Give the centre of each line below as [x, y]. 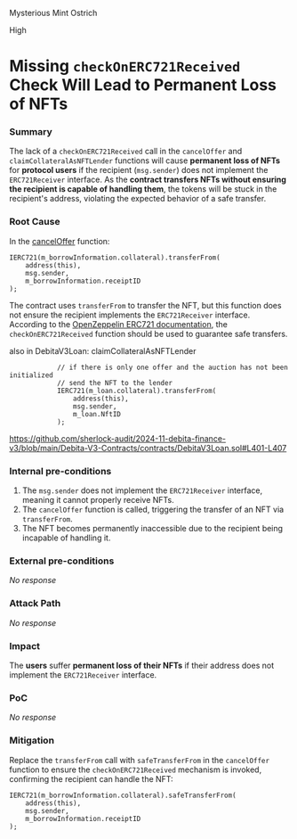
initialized [31, 375]
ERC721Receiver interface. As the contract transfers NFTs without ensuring [148, 180]
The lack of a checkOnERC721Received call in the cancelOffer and [126, 152]
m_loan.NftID [97, 414]
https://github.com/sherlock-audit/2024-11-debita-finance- [118, 438]
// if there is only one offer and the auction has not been [173, 367]
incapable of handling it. [66, 538]
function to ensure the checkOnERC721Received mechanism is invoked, [136, 769]
